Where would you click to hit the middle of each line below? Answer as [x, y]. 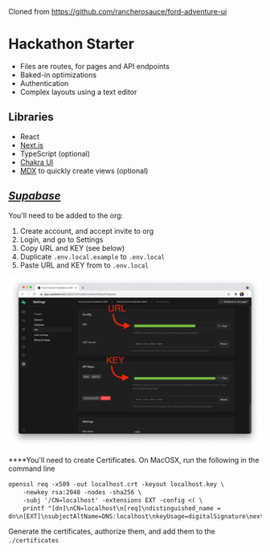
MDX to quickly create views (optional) [84, 170]
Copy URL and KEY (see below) [72, 247]
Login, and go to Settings [61, 239]
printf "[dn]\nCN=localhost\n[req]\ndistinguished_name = [122, 508]
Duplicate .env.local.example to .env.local [92, 256]
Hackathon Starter [72, 44]
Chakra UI [37, 162]
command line [32, 468]
